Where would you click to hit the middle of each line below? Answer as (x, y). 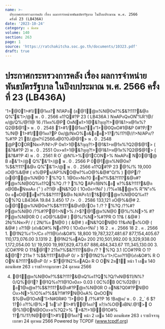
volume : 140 (17, 33)
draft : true (17, 51)
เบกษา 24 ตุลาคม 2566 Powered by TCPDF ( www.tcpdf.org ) (70, 321)
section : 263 (18, 38)
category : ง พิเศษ (22, 28)
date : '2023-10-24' (25, 23)
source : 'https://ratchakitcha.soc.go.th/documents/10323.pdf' (71, 47)
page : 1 (13, 42)
